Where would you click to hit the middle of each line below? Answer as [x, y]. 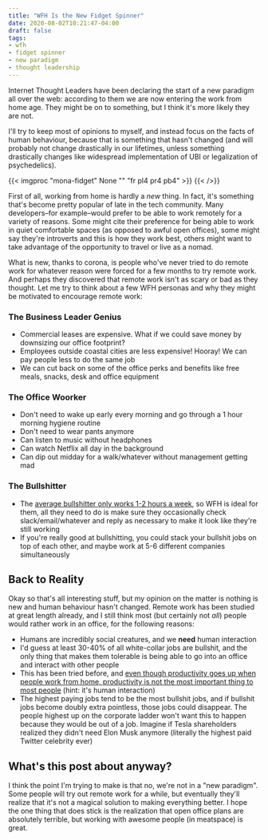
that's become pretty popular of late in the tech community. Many [116, 204]
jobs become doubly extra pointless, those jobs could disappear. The [133, 708]
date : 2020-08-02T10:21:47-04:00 [64, 23]
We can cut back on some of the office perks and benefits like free [130, 369]
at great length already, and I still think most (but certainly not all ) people [128, 616]
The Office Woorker [47, 397]
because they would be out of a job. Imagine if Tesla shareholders [128, 724]
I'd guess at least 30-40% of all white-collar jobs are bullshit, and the [134, 648]
